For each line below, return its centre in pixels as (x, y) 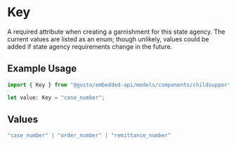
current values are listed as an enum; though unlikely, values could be (108, 39)
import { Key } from (38, 85)
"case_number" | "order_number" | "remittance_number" (89, 135)
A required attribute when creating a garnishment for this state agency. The (117, 32)
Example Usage (42, 68)
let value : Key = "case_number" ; (56, 98)
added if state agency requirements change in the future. (90, 46)
